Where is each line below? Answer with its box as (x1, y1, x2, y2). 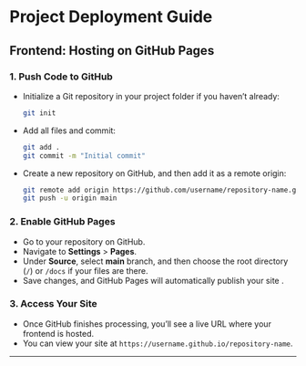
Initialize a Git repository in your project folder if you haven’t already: (22, 90, 280, 101)
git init (22, 108, 56, 118)
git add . (22, 142, 61, 152)
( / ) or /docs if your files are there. (22, 265, 148, 276)
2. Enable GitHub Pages (9, 215, 116, 228)
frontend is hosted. (22, 328, 95, 339)
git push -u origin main (22, 193, 117, 203)
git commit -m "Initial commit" (22, 151, 146, 161)
